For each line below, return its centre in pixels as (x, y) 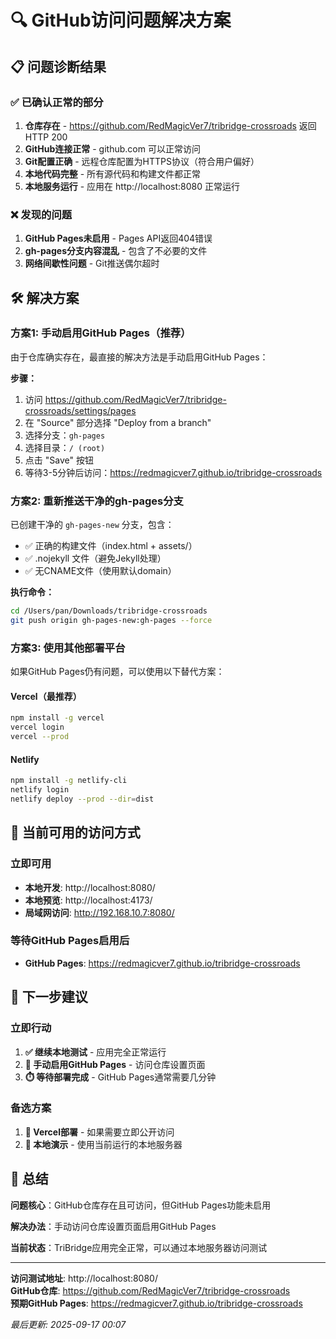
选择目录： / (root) (65, 447)
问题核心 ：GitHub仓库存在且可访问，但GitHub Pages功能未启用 (141, 1205)
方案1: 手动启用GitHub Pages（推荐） (101, 333)
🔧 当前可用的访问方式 (75, 832)
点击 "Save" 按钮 (59, 460)
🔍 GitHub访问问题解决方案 (121, 20)
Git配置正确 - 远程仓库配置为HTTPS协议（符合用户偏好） (142, 161)
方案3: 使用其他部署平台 (68, 648)
